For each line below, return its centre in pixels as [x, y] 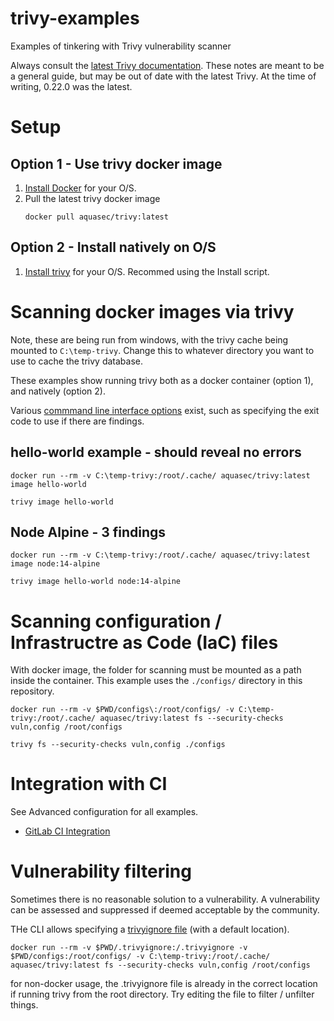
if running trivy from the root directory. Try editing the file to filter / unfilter [162, 994]
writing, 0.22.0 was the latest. [71, 86]
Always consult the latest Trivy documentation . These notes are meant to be [167, 65]
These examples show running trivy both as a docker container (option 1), [162, 380]
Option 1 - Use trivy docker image [116, 163]
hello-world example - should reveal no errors [156, 452]
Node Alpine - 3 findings [88, 532]
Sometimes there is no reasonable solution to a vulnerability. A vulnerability [165, 899]
